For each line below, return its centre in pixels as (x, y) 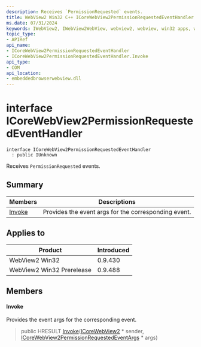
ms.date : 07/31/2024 (32, 23)
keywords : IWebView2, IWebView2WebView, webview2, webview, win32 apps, (99, 28)
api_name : (19, 46)
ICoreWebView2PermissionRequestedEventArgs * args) (89, 338)
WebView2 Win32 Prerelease (50, 270)
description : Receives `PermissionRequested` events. (75, 12)
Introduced (113, 250)
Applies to (26, 233)
